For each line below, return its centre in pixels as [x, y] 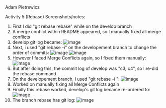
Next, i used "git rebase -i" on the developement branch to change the [84, 47]
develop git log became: [37, 42]
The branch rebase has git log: [44, 100]
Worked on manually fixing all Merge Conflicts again [66, 84]
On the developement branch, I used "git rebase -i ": [66, 79]
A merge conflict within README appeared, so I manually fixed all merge [87, 31]
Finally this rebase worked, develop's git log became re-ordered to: [81, 89]
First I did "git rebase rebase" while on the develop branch [72, 26]
